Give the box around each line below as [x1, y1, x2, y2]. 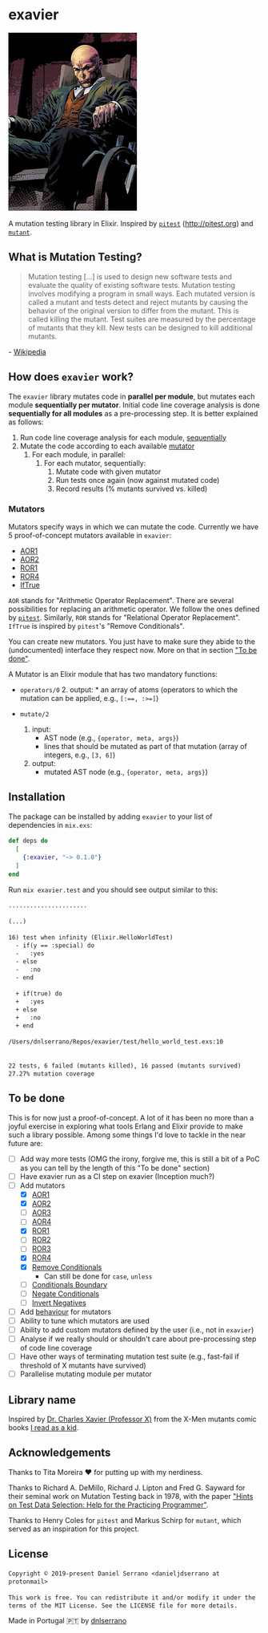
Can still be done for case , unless [43, 1271, 153, 1281]
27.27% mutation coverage [8, 1070, 94, 1078]
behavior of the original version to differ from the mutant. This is [27, 306, 239, 315]
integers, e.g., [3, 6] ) [43, 750, 116, 760]
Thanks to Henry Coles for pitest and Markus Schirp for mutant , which [8, 1515, 242, 1525]
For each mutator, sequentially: [43, 458, 146, 468]
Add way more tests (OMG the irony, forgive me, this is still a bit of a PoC [19, 1153, 260, 1164]
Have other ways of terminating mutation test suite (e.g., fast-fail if [19, 1351, 240, 1361]
